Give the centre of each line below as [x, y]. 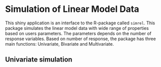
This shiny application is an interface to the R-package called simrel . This [80, 23]
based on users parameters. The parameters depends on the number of [78, 33]
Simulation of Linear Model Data [72, 9]
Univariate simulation [39, 60]
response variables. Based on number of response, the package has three [80, 39]
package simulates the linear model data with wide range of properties [77, 28]
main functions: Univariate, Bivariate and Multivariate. [60, 44]
